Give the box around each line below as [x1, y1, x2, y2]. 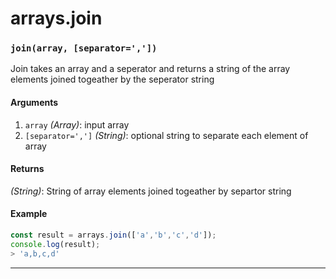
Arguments [10, 97, 59, 109]
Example [10, 208, 48, 220]
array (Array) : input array [24, 118, 130, 131]
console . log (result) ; [10, 239, 101, 249]
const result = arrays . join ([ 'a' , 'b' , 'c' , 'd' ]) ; [10, 230, 217, 241]
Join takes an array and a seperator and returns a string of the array [10, 63, 291, 75]
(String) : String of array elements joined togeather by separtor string [10, 185, 292, 197]
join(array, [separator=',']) [10, 43, 158, 54]
